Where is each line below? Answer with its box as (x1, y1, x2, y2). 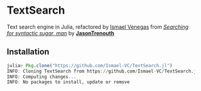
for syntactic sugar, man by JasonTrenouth (7, 29, 115, 36)
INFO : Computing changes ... (7, 74, 77, 80)
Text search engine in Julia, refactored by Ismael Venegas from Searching (7, 23, 189, 30)
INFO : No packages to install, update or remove (7, 79, 130, 85)
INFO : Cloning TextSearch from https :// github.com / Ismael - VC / (7, 68, 165, 74)
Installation (7, 47, 50, 57)
